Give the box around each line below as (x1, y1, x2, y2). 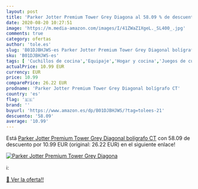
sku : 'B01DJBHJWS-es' (6, 53, 60, 58)
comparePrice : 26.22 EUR (6, 80, 67, 86)
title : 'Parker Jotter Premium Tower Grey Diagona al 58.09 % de (6, 14, 170, 20)
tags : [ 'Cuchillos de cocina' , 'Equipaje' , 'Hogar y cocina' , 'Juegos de (6, 58, 186, 64)
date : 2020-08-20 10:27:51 (6, 19, 72, 25)
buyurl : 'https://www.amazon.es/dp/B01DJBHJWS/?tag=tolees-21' (6, 107, 165, 113)
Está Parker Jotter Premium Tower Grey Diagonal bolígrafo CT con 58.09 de (6, 135, 190, 142)
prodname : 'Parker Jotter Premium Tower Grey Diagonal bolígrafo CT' (6, 86, 181, 92)
